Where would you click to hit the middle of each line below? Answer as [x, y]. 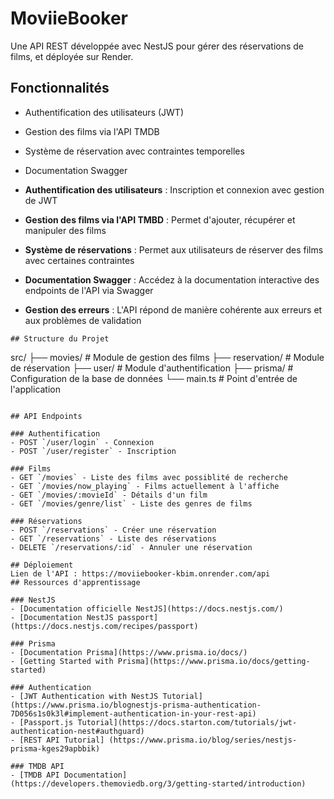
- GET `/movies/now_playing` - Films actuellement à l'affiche [145, 486]
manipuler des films [65, 230]
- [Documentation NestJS [62, 617]
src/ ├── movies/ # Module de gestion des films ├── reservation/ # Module [167, 357]
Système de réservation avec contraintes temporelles [134, 151]
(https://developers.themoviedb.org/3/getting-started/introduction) [158, 783]
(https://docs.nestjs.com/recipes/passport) [104, 626]
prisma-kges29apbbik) [55, 748]
